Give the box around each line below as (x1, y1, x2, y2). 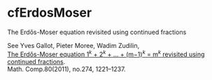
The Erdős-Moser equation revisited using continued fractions (7, 28, 187, 36)
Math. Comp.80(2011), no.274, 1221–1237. (7, 65, 126, 73)
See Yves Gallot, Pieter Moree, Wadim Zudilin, (7, 41, 140, 49)
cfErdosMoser (7, 5, 92, 21)
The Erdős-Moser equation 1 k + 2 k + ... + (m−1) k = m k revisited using (7, 49, 205, 58)
